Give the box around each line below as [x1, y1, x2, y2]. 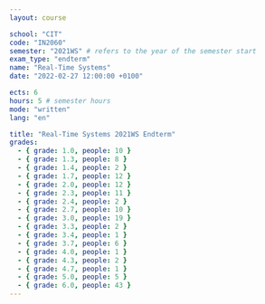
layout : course [9, 13, 67, 23]
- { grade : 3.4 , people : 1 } [17, 231, 128, 240]
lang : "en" [9, 113, 51, 122]
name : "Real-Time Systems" [9, 63, 111, 72]
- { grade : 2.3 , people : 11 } [17, 188, 131, 197]
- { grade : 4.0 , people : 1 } [17, 247, 128, 256]
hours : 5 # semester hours [9, 96, 111, 105]
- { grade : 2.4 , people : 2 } [17, 196, 128, 206]
